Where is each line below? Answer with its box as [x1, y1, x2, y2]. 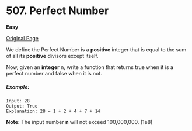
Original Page [6, 35, 39, 42]
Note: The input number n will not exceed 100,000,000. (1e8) [6, 118, 153, 125]
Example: [6, 83, 30, 90]
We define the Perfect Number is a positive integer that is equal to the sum [6, 46, 187, 53]
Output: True [6, 103, 38, 109]
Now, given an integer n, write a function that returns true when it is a [6, 63, 174, 71]
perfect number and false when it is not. [6, 70, 102, 77]
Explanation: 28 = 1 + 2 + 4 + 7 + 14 [6, 108, 100, 114]
